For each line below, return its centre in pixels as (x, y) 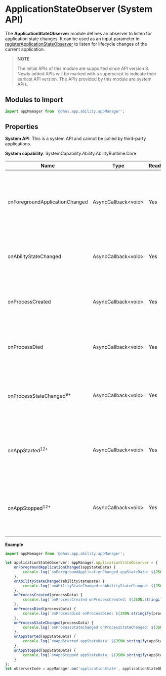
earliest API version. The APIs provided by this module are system (84, 79)
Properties (22, 127)
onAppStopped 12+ (29, 508)
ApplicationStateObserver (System (79, 9)
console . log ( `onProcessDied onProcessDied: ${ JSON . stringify (87, 614)
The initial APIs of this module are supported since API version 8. (83, 68)
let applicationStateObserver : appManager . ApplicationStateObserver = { (82, 563)
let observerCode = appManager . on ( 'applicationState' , (63, 669)
